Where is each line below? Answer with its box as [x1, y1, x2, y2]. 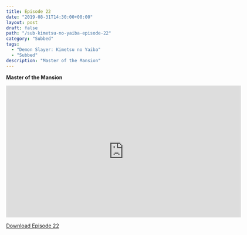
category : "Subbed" [6, 36, 54, 42]
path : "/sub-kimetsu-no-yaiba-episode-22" [6, 30, 111, 36]
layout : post [6, 19, 38, 25]
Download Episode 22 [6, 222, 60, 229]
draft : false [6, 25, 38, 31]
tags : [6, 42, 19, 47]
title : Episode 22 [6, 8, 51, 15]
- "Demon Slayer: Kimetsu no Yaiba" [11, 47, 101, 53]
